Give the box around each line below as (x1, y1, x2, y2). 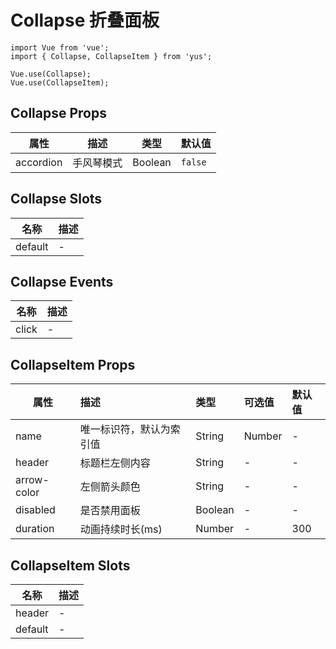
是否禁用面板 (79, 504, 141, 518)
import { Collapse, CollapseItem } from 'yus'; (10, 51, 213, 61)
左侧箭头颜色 (79, 480, 141, 494)
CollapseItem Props (10, 356, 136, 373)
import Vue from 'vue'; (10, 42, 110, 53)
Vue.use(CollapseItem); (10, 77, 110, 88)
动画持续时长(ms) (79, 522, 163, 536)
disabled (15, 503, 56, 517)
